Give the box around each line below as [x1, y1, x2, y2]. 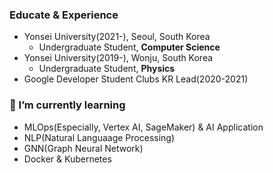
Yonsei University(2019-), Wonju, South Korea [23, 52, 214, 64]
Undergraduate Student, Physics [38, 63, 176, 75]
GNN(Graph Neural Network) [23, 142, 144, 154]
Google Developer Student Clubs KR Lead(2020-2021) [23, 73, 249, 85]
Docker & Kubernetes [23, 153, 112, 165]
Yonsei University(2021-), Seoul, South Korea [23, 31, 211, 43]
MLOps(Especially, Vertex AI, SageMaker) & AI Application [23, 121, 264, 133]
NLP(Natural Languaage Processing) [23, 131, 176, 143]
